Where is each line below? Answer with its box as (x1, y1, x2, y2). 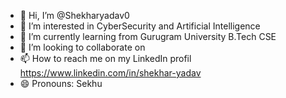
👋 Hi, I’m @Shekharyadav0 (19, 10, 130, 21)
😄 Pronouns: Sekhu (19, 78, 103, 89)
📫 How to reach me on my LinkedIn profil (19, 53, 192, 64)
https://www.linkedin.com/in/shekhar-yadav (19, 67, 202, 79)
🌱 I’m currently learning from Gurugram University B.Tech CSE (19, 31, 277, 42)
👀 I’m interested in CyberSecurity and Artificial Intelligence (19, 20, 261, 32)
